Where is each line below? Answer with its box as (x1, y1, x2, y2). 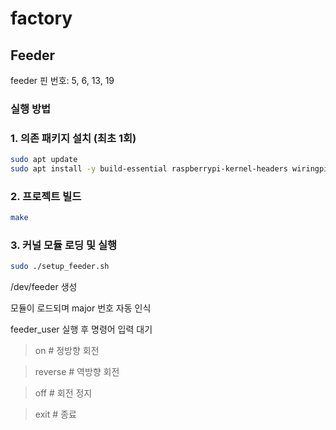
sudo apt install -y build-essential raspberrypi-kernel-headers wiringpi (10, 164, 329, 174)
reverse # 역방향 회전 (34, 366, 120, 378)
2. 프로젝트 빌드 (10, 189, 82, 203)
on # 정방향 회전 (34, 345, 100, 357)
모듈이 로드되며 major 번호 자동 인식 (10, 302, 152, 314)
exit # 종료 (34, 408, 77, 421)
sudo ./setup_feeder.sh (10, 262, 110, 272)
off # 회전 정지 (34, 387, 93, 399)
